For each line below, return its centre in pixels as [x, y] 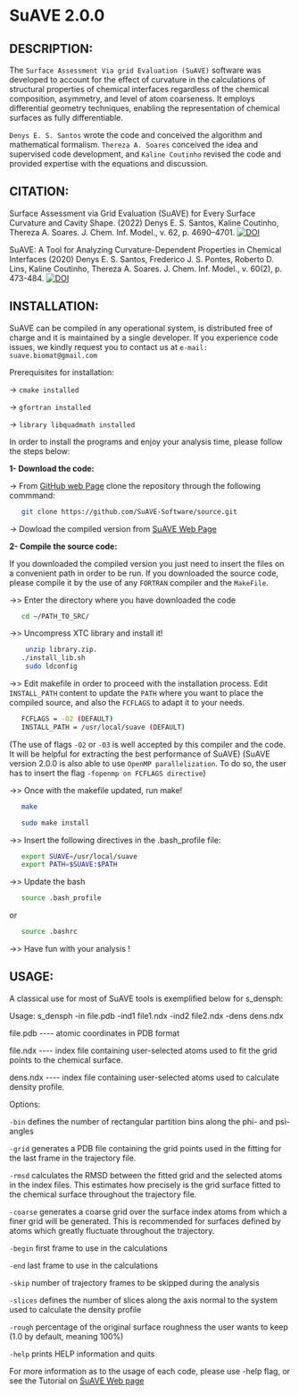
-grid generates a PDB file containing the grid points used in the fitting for [145, 1148]
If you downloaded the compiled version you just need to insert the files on [147, 563]
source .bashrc [49, 932]
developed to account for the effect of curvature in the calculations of [137, 80]
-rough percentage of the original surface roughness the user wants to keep [149, 1327]
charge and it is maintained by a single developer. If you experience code [144, 338]
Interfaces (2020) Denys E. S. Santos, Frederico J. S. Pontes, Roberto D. [142, 259]
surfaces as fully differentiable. [66, 118]
